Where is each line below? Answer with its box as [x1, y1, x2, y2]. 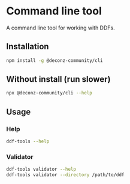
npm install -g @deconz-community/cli [6, 57, 103, 64]
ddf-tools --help [6, 138, 50, 144]
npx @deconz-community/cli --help [6, 90, 93, 96]
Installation [6, 41, 49, 52]
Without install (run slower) [6, 74, 111, 85]
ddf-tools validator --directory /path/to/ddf [6, 172, 125, 178]
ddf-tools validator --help [6, 167, 77, 173]
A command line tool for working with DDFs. [6, 24, 115, 31]
